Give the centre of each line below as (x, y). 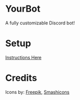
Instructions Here (23, 57)
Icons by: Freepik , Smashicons (37, 92)
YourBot (23, 9)
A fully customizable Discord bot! (40, 23)
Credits (21, 78)
